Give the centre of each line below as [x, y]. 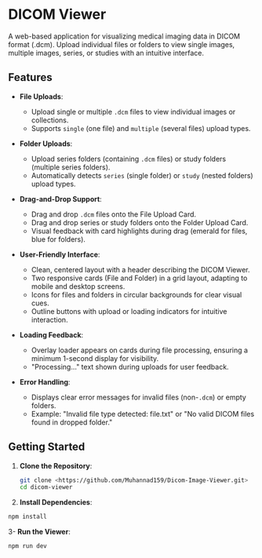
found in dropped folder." [72, 422]
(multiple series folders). [71, 167]
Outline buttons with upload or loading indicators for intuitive [129, 311]
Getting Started [47, 447]
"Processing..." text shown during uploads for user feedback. [130, 367]
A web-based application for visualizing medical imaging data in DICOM [124, 36]
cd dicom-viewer [46, 487]
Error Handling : [45, 381]
